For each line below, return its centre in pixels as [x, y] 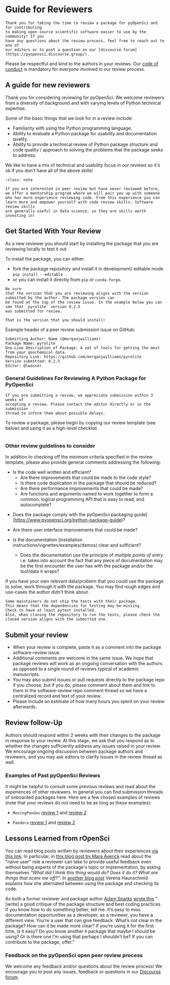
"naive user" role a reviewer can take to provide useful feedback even [78, 862]
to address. [24, 155]
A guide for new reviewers [48, 85]
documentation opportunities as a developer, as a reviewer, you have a [79, 915]
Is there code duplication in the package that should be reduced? [88, 483]
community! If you [25, 36]
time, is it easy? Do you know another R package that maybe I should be [80, 931]
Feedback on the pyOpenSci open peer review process [74, 955]
